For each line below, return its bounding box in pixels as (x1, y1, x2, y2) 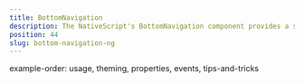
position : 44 (9, 30, 59, 39)
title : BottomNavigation (9, 13, 103, 23)
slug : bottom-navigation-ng (9, 38, 116, 48)
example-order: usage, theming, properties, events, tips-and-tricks (9, 63, 260, 74)
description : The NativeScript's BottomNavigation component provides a (9, 22, 290, 31)
